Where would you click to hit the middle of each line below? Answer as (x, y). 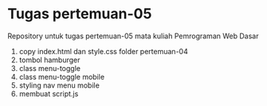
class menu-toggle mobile (62, 77)
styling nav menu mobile (59, 85)
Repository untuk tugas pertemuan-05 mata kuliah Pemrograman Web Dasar (133, 36)
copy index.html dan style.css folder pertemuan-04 (103, 51)
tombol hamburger (49, 60)
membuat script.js (49, 93)
